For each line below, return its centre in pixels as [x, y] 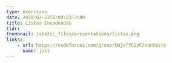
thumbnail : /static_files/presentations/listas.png [73, 34]
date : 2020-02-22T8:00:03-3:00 [46, 17]
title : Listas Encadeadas [39, 23]
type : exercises [27, 12]
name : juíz [36, 51]
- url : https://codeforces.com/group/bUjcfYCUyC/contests [92, 46]
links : [15, 40]
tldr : [13, 28]
